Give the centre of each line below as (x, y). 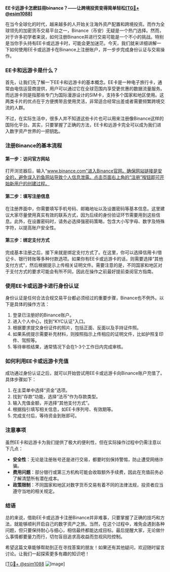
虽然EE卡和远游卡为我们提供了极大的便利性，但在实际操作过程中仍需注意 (81, 442)
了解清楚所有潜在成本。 (37, 478)
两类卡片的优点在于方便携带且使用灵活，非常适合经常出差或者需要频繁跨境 (83, 102)
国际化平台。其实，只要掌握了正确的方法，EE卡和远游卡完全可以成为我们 (81, 125)
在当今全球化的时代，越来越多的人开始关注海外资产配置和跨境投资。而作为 (83, 24)
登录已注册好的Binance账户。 (43, 315)
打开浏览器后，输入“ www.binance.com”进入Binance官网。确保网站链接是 (81, 171)
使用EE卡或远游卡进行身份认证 (42, 285)
